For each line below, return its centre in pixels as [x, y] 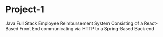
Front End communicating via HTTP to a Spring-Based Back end [87, 28]
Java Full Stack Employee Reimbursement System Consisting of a [74, 23]
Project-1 [25, 9]
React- [151, 23]
